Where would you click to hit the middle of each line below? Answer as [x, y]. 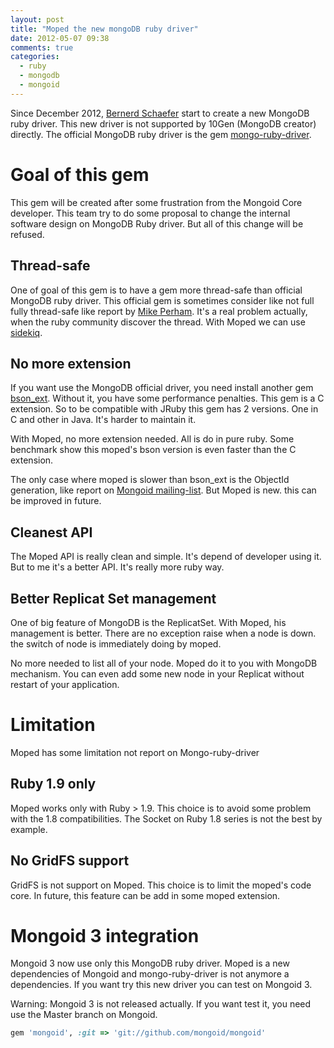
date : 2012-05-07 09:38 [60, 38]
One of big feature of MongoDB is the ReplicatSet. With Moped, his [148, 622]
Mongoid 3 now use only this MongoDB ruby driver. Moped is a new [150, 963]
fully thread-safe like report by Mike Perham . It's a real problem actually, [159, 311]
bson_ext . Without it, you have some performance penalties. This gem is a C [167, 398]
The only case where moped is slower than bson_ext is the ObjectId [150, 480]
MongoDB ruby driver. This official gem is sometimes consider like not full [162, 300]
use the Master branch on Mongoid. [84, 1015]
